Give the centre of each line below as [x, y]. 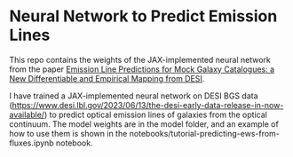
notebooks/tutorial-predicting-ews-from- [204, 133]
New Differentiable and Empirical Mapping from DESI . [107, 78]
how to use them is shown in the [68, 133]
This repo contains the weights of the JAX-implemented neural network [140, 59]
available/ [27, 114]
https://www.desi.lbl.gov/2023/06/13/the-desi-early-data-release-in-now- [148, 105]
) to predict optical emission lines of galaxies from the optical [156, 114]
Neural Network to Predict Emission [143, 16]
